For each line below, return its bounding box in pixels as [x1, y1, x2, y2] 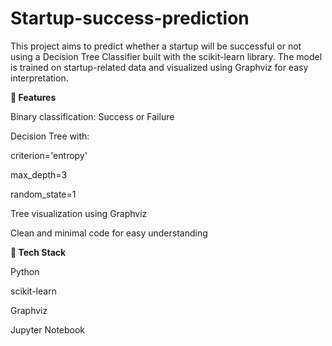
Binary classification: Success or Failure [10, 110, 175, 122]
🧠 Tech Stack [10, 246, 67, 258]
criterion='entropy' [10, 149, 88, 161]
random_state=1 [10, 188, 77, 200]
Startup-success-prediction [10, 7, 250, 30]
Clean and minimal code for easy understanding [10, 227, 208, 239]
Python [10, 265, 40, 277]
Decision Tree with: [10, 130, 90, 142]
